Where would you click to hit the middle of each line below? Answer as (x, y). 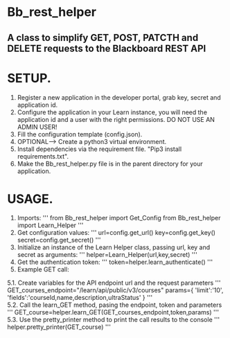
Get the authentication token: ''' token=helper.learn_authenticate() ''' (115, 262)
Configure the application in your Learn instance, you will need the (112, 112)
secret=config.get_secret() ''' (59, 240)
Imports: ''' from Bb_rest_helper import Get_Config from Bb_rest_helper (119, 218)
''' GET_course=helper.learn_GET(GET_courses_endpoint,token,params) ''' (113, 312)
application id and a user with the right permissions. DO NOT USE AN (116, 119)
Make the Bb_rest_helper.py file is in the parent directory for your (110, 163)
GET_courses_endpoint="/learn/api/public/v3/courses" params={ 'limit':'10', (115, 290)
